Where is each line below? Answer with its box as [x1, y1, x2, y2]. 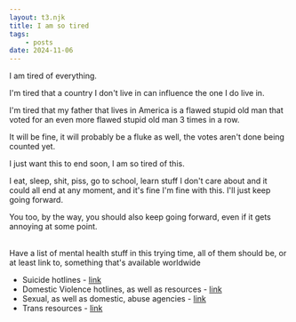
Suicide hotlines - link [21, 275, 102, 286]
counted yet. [9, 141, 56, 152]
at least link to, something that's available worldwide [9, 257, 202, 268]
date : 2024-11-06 [9, 46, 74, 55]
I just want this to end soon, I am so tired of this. [9, 158, 185, 169]
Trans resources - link [21, 303, 103, 314]
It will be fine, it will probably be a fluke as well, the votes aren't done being [9, 132, 284, 142]
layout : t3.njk [9, 12, 66, 22]
